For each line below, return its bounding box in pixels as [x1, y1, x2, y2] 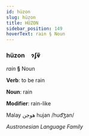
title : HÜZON [6, 20, 39, 26]
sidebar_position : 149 [6, 25, 63, 32]
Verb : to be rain [6, 77, 45, 84]
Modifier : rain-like [6, 100, 51, 107]
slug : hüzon [6, 14, 36, 20]
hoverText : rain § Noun [6, 31, 66, 37]
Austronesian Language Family [6, 123, 84, 131]
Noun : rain [6, 88, 33, 96]
